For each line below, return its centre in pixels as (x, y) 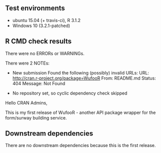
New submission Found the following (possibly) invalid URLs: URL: (80, 72)
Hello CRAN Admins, (26, 102)
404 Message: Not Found (39, 83)
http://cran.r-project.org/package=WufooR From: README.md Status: (84, 78)
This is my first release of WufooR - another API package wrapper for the (80, 112)
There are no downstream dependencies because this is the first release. (80, 145)
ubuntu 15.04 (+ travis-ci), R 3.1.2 (46, 20)
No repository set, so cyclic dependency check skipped (70, 93)
